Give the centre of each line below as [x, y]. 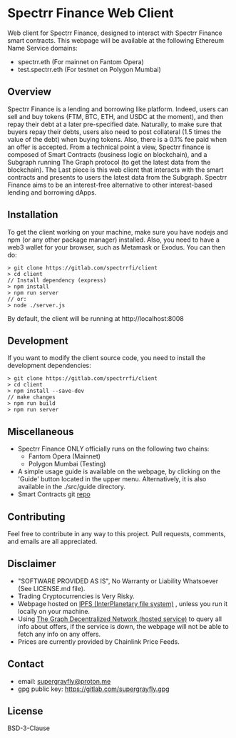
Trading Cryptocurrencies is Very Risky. [76, 596]
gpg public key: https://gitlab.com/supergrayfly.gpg [93, 689]
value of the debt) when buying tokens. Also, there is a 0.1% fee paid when [117, 139]
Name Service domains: [42, 48]
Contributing [36, 517]
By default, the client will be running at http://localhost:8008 [96, 318]
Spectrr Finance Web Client [91, 13]
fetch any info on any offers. [59, 634]
